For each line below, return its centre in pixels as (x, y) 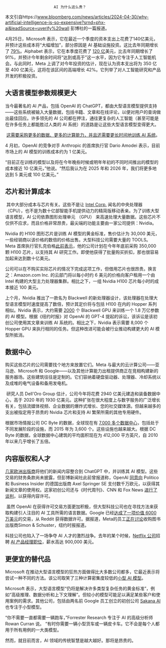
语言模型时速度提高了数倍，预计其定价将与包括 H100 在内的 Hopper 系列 (83, 304)
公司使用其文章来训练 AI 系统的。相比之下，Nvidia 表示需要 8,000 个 (79, 323)
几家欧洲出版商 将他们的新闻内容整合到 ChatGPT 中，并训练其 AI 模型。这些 (82, 471)
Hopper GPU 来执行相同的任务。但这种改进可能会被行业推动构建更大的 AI (80, 328)
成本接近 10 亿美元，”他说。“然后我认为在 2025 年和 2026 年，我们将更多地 (81, 168)
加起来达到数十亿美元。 (29, 258)
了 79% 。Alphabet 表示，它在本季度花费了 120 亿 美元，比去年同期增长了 (79, 51)
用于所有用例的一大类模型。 (33, 630)
